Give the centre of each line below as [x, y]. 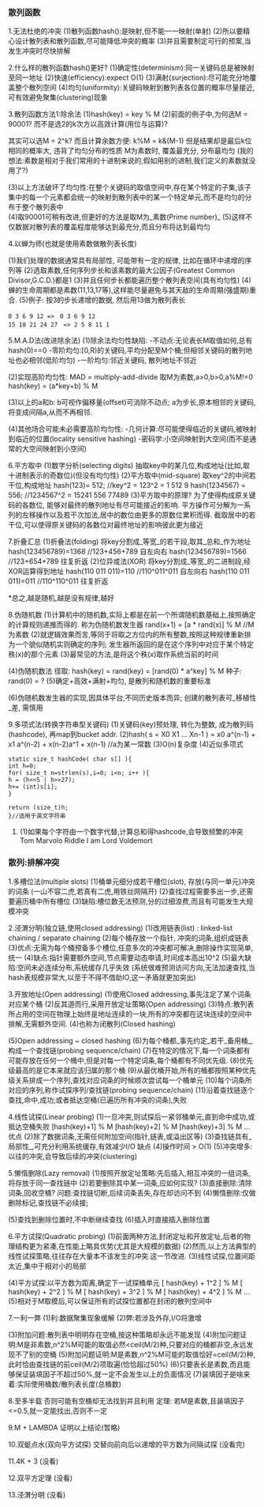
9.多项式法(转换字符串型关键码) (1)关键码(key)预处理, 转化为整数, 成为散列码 [131, 724]
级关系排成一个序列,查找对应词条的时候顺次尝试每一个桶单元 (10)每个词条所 [130, 1080]
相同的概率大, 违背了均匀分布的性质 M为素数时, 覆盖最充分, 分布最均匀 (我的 [131, 151]
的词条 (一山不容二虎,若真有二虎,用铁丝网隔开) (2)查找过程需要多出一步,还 [127, 891]
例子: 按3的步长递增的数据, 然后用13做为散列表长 [107, 300]
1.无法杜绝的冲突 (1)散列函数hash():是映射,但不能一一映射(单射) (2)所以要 [126, 31]
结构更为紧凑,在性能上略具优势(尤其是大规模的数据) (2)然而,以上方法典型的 [135, 1246]
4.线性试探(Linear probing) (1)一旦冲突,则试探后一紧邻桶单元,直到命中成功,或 [132, 1116]
